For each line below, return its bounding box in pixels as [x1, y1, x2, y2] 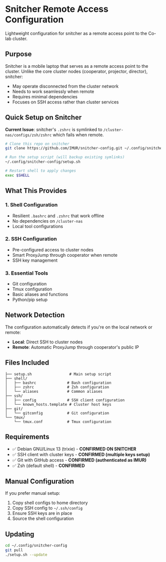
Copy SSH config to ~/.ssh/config [12, 505, 83, 511]
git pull [5, 548, 23, 553]
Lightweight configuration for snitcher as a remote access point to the [5, 30, 147, 36]
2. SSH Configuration [5, 235, 57, 242]
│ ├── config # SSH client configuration [5, 397, 125, 403]
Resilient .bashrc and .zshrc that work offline [12, 213, 105, 219]
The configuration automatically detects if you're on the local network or [5, 324, 153, 330]
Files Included [5, 359, 49, 367]
